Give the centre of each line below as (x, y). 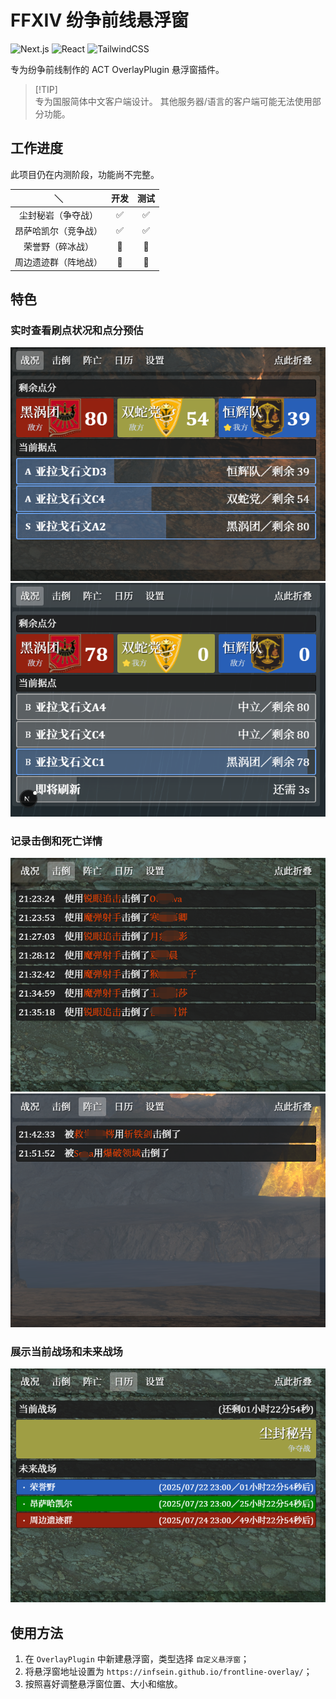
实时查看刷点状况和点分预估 (77, 331)
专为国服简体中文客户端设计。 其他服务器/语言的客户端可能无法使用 (173, 101)
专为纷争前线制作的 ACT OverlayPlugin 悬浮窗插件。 (117, 69)
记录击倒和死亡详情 (56, 841)
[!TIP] (46, 89)
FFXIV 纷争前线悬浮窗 (99, 20)
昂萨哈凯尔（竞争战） (58, 230)
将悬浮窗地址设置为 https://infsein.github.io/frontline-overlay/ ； (168, 1671)
